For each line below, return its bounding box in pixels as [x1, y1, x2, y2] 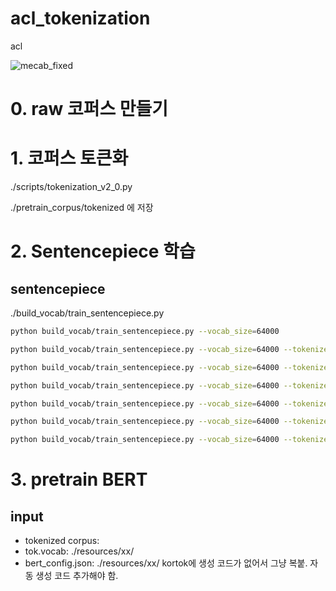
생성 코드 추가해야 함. [35, 570, 119, 582]
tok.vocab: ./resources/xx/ [24, 545, 135, 557]
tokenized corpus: [24, 535, 100, 547]
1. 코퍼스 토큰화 [10, 147, 129, 170]
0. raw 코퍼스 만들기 [10, 98, 169, 121]
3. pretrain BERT [10, 468, 148, 491]
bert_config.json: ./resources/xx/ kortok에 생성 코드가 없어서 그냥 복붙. [24, 557, 308, 569]
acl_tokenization [10, 7, 151, 30]
